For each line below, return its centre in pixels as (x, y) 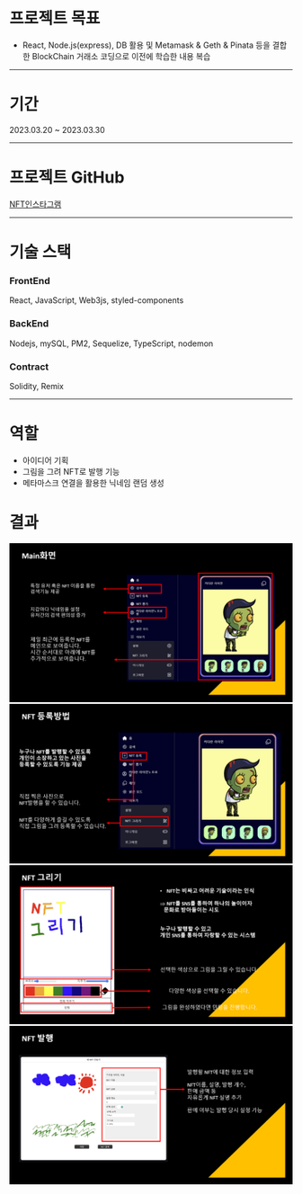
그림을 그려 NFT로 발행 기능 (71, 471)
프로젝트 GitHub (67, 178)
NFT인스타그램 (36, 204)
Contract (29, 367)
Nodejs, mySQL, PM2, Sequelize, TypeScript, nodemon (111, 343)
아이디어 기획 (45, 460)
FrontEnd (30, 281)
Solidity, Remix (37, 386)
